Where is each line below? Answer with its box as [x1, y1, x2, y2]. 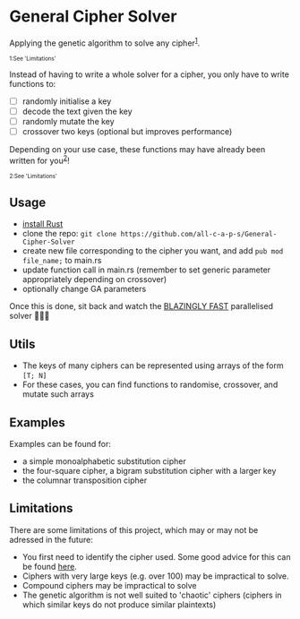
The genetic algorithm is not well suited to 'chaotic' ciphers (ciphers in [21, 589, 282, 600]
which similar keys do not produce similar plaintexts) [21, 598, 217, 610]
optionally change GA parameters [21, 284, 147, 295]
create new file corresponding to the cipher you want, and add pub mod [21, 245, 284, 256]
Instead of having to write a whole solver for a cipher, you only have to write [9, 69, 289, 80]
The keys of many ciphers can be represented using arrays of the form [21, 360, 284, 371]
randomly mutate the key [21, 116, 115, 126]
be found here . [21, 561, 78, 572]
